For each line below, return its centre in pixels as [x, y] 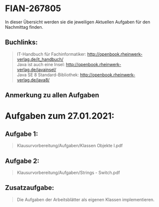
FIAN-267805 [33, 9]
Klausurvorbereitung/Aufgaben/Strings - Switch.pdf [68, 172]
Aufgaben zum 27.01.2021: [60, 116]
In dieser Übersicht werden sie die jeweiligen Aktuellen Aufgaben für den [78, 22]
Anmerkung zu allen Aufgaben [52, 95]
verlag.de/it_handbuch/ [40, 59]
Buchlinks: [21, 43]
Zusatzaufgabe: [30, 188]
